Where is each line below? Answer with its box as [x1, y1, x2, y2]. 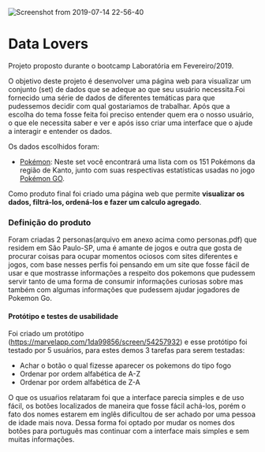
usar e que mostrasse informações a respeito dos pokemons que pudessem [8, 269, 256, 278]
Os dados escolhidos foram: [8, 142, 100, 151]
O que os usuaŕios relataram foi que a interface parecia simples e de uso [8, 393, 244, 402]
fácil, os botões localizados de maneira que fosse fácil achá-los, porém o [8, 402, 246, 411]
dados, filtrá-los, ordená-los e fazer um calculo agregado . [8, 197, 202, 206]
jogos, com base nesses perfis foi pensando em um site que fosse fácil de [8, 260, 250, 269]
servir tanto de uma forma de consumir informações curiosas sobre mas [8, 276, 244, 287]
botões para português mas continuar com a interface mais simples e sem [8, 426, 250, 436]
